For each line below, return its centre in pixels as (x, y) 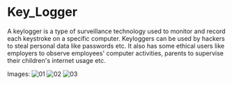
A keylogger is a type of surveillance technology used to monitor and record (116, 31)
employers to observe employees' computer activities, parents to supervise (116, 53)
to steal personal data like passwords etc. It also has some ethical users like (116, 46)
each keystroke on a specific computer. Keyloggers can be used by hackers (116, 38)
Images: (19, 74)
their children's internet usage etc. (56, 60)
